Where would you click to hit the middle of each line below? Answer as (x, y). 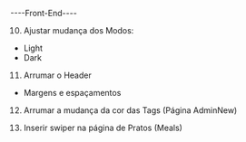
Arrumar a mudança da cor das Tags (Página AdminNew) (130, 110)
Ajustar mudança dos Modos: (79, 30)
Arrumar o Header (57, 75)
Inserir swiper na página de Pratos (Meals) (103, 128)
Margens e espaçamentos (72, 93)
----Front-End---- (44, 13)
